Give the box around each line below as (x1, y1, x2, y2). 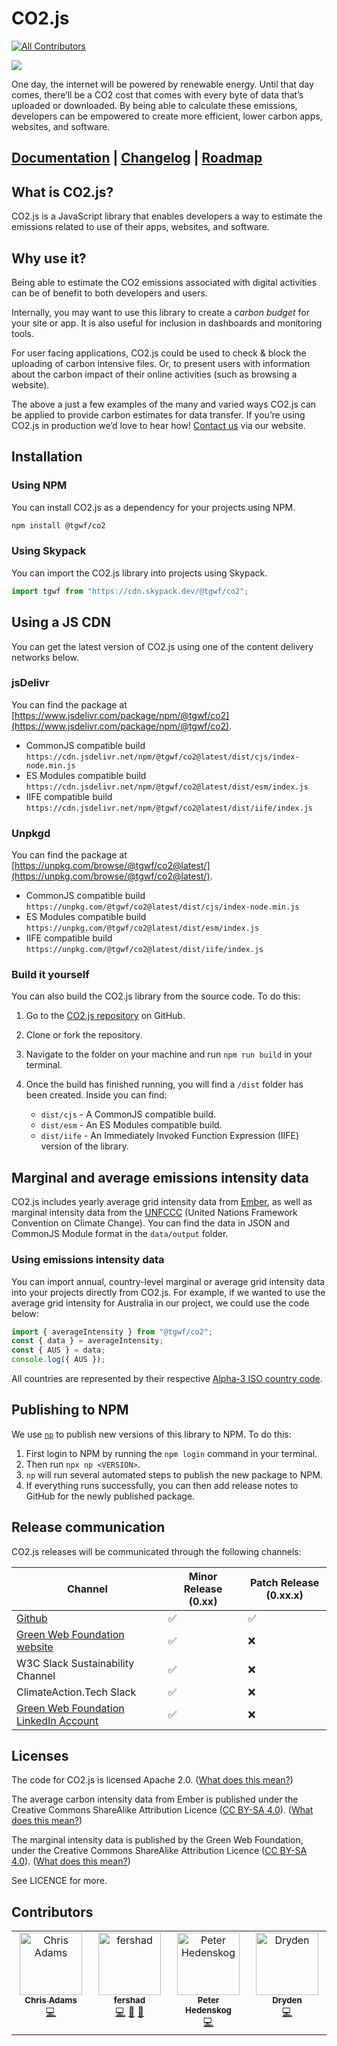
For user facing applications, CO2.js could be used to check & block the (11, 347, 307, 359)
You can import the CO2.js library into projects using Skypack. (11, 567, 268, 579)
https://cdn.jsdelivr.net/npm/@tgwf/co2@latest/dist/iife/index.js (25, 803, 313, 813)
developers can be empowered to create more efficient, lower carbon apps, (11, 110, 323, 122)
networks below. (11, 651, 80, 663)
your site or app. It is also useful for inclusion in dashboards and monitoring (11, 317, 323, 329)
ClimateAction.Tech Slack (16, 1685, 137, 1699)
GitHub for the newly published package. (25, 1490, 196, 1502)
